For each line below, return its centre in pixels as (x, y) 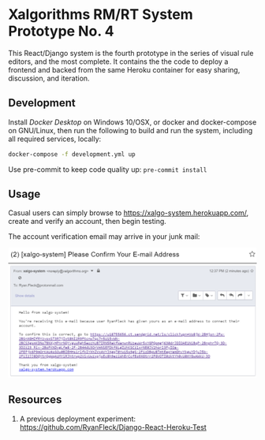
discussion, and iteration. (49, 78)
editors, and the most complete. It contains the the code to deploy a (118, 62)
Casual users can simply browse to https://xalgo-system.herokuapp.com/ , (129, 213)
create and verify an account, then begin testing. (88, 222)
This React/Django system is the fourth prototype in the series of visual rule (131, 53)
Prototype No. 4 (61, 31)
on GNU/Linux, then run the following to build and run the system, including (131, 130)
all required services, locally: (55, 139)
